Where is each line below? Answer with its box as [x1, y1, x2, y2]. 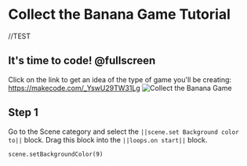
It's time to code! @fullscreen [8, 54, 156, 67]
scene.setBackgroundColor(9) [8, 150, 104, 158]
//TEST [8, 31, 31, 41]
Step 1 [8, 106, 39, 119]
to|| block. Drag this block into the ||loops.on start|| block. [8, 135, 208, 144]
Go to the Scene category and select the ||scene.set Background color [8, 127, 239, 136]
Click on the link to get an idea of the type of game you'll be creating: [8, 74, 232, 84]
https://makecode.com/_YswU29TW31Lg [8, 83, 141, 92]
